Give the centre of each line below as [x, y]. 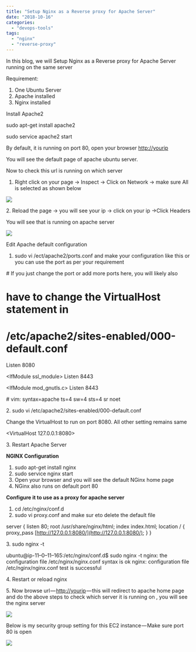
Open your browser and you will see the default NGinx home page [94, 480]
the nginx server [26, 603]
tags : [13, 33]
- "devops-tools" [32, 28]
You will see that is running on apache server [60, 222]
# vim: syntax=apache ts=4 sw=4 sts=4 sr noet [63, 399]
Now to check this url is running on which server [64, 170]
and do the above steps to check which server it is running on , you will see [97, 597]
